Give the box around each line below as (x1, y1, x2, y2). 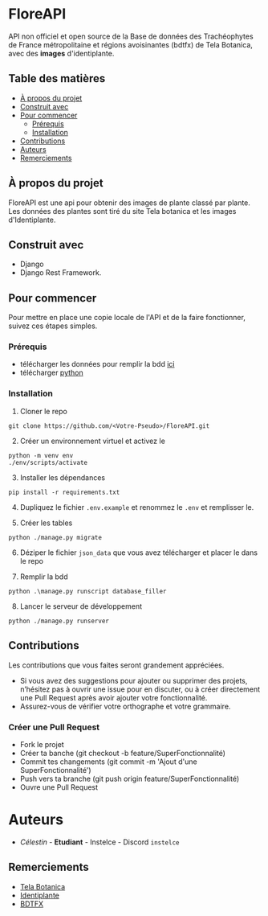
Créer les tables (19, 518, 73, 528)
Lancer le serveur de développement (19, 601, 143, 611)
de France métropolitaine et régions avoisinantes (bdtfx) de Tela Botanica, (8, 39, 253, 49)
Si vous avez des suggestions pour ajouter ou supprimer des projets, (19, 676, 248, 685)
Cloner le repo (19, 406, 68, 416)
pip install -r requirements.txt (8, 488, 120, 496)
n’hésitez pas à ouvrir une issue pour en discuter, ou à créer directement (19, 684, 261, 694)
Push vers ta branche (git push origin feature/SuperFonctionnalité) (19, 774, 240, 783)
